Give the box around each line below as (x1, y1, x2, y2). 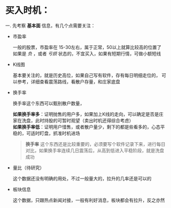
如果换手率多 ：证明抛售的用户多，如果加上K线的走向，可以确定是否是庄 (12, 111, 164, 117)
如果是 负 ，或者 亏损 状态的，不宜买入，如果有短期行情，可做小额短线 (12, 50, 161, 57)
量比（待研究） (12, 164, 44, 171)
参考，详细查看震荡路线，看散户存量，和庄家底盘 (17, 79, 120, 85)
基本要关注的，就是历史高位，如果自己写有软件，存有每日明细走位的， (12, 72, 161, 78)
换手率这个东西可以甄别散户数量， (12, 100, 85, 106)
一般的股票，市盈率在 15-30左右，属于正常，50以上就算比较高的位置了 (12, 44, 162, 50)
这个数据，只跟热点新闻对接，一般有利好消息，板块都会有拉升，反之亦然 (12, 197, 165, 203)
